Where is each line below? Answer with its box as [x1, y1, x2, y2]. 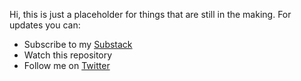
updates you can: [9, 19, 81, 31]
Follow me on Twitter [23, 60, 111, 71]
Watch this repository [23, 49, 113, 61]
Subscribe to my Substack [23, 39, 133, 50]
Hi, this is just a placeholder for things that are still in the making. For [9, 9, 292, 20]
